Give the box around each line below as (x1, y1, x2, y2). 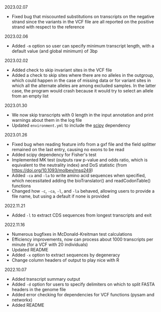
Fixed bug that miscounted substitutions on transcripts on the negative (11, 14, 155, 19)
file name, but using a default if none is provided (11, 193, 110, 199)
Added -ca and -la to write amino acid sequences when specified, (11, 173, 146, 178)
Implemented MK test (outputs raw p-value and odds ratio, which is (11, 157, 148, 163)
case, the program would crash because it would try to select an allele (11, 88, 154, 93)
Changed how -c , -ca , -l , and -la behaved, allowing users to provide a (11, 188, 155, 194)
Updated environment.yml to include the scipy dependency (11, 122, 131, 128)
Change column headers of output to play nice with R (11, 257, 119, 263)
